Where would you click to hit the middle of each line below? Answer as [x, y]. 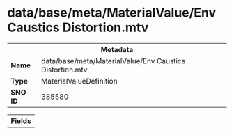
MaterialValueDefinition [79, 81]
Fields [21, 121]
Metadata [117, 49]
